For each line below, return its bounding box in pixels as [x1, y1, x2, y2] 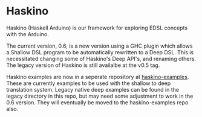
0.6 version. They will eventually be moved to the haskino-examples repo [6, 98, 189, 106]
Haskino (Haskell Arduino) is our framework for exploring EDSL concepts [6, 24, 188, 31]
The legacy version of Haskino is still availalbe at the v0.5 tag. [6, 62, 160, 69]
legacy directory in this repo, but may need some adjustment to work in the [6, 92, 194, 100]
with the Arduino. [6, 30, 50, 37]
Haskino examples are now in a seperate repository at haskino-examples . [6, 73, 189, 80]
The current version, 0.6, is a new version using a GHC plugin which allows [6, 42, 193, 49]
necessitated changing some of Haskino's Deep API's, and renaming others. [6, 55, 197, 62]
